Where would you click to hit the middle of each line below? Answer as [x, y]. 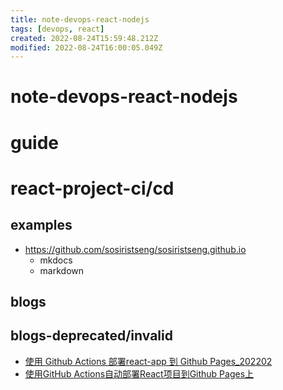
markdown [62, 270]
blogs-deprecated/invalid [91, 336]
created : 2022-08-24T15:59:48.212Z [84, 38]
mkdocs [56, 260]
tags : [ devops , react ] [57, 29]
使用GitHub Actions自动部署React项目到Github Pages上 [139, 373]
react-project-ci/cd [92, 188]
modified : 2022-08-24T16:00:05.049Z [86, 47]
